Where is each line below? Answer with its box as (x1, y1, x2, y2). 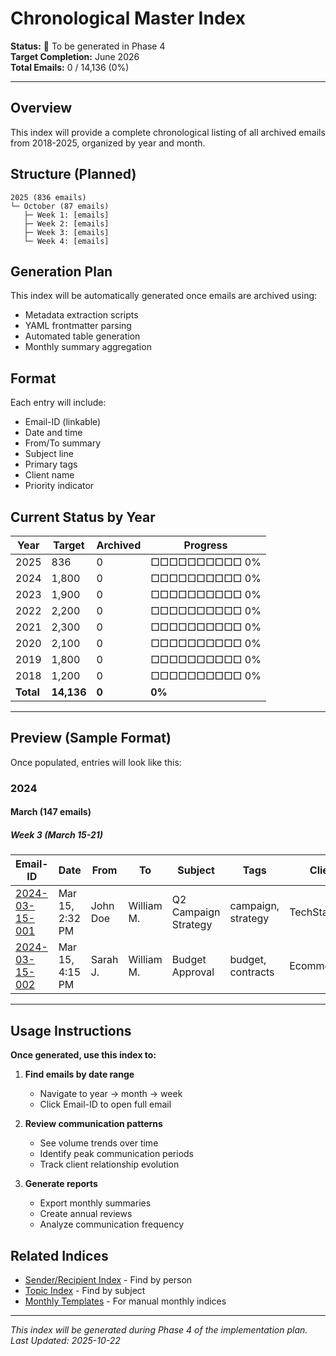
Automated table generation (24, 330, 141, 342)
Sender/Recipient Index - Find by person (24, 1273, 193, 1286)
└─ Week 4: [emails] (23, 236, 110, 246)
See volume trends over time (39, 1137, 159, 1149)
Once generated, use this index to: (10, 1049, 157, 1061)
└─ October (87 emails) (10, 201, 110, 211)
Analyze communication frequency (39, 1218, 185, 1231)
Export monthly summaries (39, 1197, 152, 1209)
